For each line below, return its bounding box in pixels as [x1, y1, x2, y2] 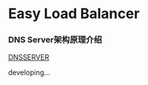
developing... [8, 68, 50, 77]
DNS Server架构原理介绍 [8, 35, 102, 46]
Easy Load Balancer [8, 5, 140, 23]
